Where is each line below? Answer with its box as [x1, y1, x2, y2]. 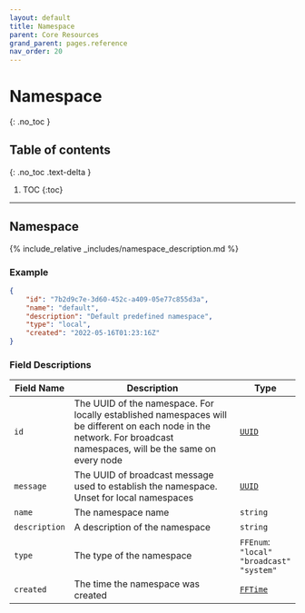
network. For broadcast [74, 431, 174, 444]
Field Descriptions [9, 359, 93, 371]
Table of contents [9, 143, 111, 158]
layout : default [9, 13, 71, 23]
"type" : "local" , [25, 320, 92, 330]
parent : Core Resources [9, 30, 100, 39]
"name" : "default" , [25, 303, 100, 312]
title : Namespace [9, 22, 75, 31]
